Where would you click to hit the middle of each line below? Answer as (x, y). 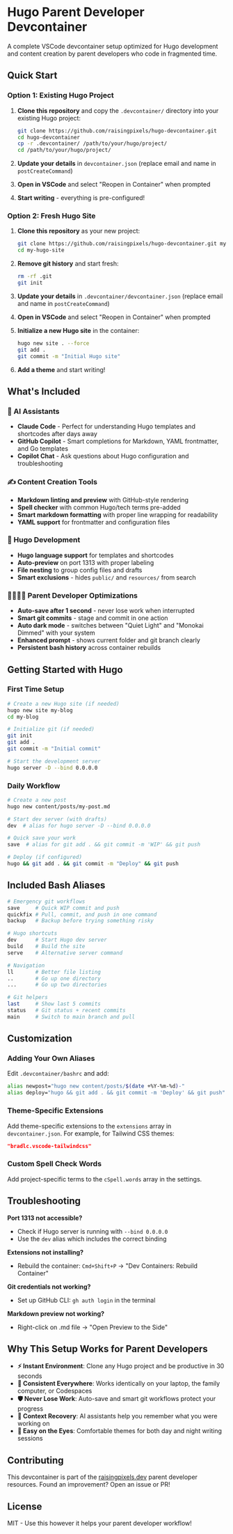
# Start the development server (54, 761)
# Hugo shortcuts (32, 933)
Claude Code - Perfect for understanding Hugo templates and (106, 426)
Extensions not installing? (46, 1252)
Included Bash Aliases (56, 885)
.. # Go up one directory (54, 978)
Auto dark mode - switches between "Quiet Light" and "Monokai (110, 626)
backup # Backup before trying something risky (81, 921)
